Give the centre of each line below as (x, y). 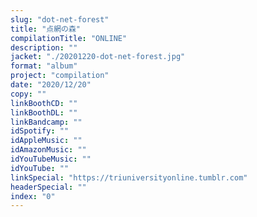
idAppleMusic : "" (46, 141)
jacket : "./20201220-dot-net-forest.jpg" (98, 57)
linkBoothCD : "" (44, 103)
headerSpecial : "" (48, 187)
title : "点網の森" (46, 29)
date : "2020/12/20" (51, 85)
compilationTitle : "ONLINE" (69, 38)
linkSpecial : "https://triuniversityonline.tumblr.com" (129, 177)
